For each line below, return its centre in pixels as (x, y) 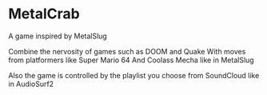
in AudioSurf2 (31, 84)
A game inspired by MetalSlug (58, 36)
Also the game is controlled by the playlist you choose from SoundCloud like (134, 75)
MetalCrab (44, 14)
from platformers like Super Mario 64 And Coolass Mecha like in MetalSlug (131, 60)
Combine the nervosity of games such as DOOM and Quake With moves (127, 51)
